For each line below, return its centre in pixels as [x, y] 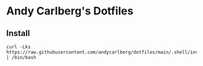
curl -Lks [19, 47]
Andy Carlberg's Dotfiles [70, 11]
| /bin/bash [21, 58]
